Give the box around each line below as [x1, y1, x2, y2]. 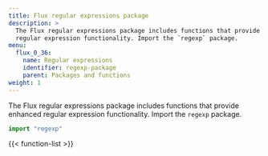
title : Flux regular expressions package [8, 11, 149, 20]
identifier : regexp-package [22, 64, 116, 72]
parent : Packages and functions [22, 71, 131, 79]
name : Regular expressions [22, 57, 113, 65]
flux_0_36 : [15, 49, 52, 57]
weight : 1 [8, 78, 42, 86]
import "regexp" [8, 125, 63, 133]
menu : [8, 42, 26, 50]
